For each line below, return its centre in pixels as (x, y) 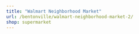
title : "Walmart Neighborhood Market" (54, 11)
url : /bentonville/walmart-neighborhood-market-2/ (70, 17)
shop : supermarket (29, 22)
